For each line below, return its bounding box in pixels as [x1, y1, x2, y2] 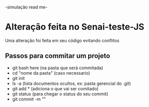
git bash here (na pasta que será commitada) [12, 65, 103, 71]
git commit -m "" [12, 96, 46, 102]
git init [12, 75, 25, 81]
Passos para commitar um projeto [5, 52, 110, 60]
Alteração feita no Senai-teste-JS [5, 22, 145, 32]
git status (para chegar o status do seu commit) [12, 91, 109, 97]
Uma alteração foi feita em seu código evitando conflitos [5, 37, 120, 43]
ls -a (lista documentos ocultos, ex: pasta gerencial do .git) [12, 80, 131, 86]
